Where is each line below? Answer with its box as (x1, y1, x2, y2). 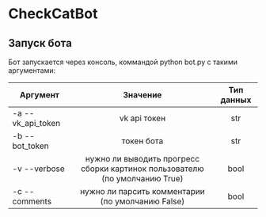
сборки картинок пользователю (80, 163, 204, 174)
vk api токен (119, 112, 166, 124)
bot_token (12, 140, 49, 151)
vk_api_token (12, 118, 61, 128)
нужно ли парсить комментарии (80, 186, 205, 196)
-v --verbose (12, 163, 65, 174)
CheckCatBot (8, 5, 98, 23)
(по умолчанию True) (101, 173, 184, 184)
